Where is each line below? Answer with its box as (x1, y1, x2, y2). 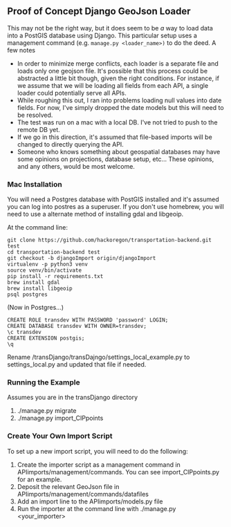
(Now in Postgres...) (7, 304, 64, 312)
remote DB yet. (17, 125, 60, 133)
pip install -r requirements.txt (7, 273, 104, 280)
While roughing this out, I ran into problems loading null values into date (17, 96, 222, 104)
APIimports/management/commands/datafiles (17, 490, 149, 498)
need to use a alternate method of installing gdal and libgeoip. (7, 210, 184, 219)
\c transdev (7, 329, 41, 336)
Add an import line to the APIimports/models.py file (17, 497, 163, 506)
